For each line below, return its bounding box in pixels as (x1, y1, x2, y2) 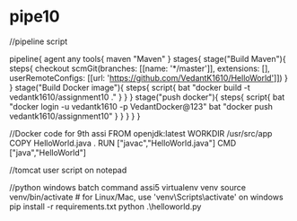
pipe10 (9, 6, 60, 27)
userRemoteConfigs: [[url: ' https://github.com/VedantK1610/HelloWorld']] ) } (9, 72, 289, 83)
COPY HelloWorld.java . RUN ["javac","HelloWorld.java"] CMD (9, 137, 236, 148)
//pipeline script (9, 36, 68, 47)
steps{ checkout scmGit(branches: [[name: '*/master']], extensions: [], (9, 63, 271, 74)
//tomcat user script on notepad (9, 164, 127, 175)
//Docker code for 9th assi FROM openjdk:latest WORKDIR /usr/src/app (9, 128, 273, 138)
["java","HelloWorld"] (9, 146, 87, 158)
